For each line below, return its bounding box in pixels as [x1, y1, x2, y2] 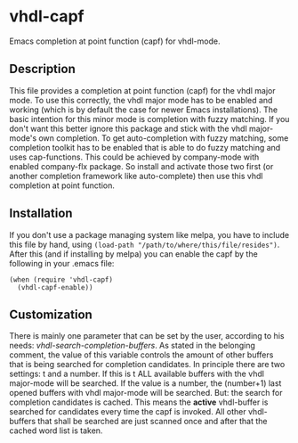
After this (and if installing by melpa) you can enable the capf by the [9, 248, 258, 259]
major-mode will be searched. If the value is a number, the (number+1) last [9, 378, 282, 389]
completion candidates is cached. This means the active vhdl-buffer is [9, 397, 269, 407]
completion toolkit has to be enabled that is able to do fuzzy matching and [9, 142, 281, 152]
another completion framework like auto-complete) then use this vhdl [9, 170, 263, 181]
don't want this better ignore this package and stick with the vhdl [9, 123, 247, 134]
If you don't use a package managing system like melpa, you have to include [9, 229, 290, 240]
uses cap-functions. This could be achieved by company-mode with [9, 152, 260, 162]
